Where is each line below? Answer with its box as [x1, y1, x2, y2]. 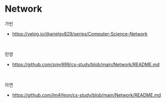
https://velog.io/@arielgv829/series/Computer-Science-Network [12, 31, 148, 37]
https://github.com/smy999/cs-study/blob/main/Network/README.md [12, 61, 160, 67]
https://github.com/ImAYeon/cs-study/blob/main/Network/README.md [12, 92, 161, 98]
